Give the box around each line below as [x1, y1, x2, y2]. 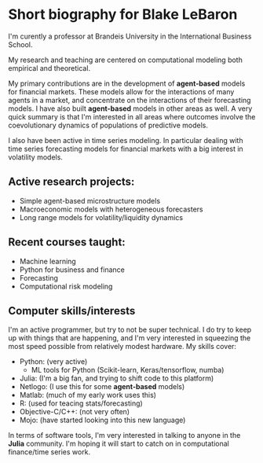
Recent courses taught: [8, 236, 126, 249]
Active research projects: [8, 175, 135, 189]
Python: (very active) [19, 357, 88, 366]
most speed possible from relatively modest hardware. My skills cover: [8, 342, 237, 351]
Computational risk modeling [19, 281, 113, 291]
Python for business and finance [19, 265, 126, 274]
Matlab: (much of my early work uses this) [19, 391, 157, 400]
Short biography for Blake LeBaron [8, 6, 238, 24]
